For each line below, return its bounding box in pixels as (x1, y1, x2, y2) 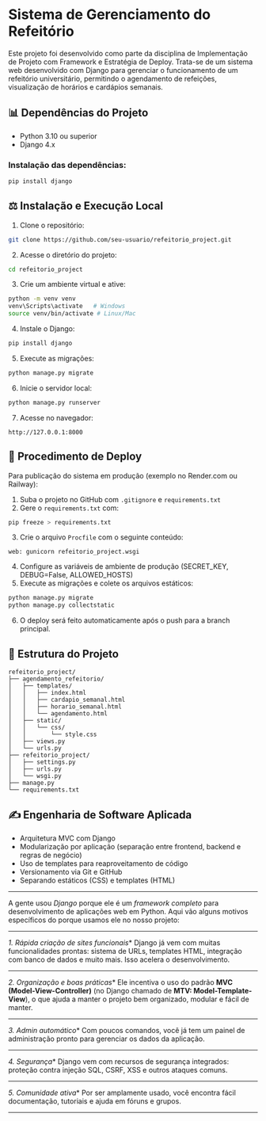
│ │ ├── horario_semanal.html (8, 703, 123, 711)
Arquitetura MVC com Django (19, 833, 116, 843)
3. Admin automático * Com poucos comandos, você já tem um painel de (8, 1025, 245, 1035)
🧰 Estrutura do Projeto (8, 647, 119, 661)
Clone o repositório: (19, 220, 85, 230)
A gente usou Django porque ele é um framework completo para (8, 898, 219, 908)
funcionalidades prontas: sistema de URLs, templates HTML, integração (8, 946, 243, 955)
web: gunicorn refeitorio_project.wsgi (8, 548, 140, 556)
